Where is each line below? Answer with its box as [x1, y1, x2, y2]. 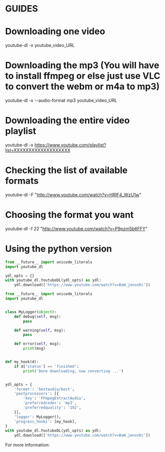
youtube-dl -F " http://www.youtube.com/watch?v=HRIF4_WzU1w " [5, 191, 142, 197]
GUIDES [5, 3, 38, 14]
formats [5, 175, 39, 187]
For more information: [5, 442, 50, 448]
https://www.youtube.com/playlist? [34, 142, 106, 148]
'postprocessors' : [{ [14, 391, 59, 396]
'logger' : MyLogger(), [14, 414, 61, 419]
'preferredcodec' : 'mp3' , [23, 401, 77, 406]
